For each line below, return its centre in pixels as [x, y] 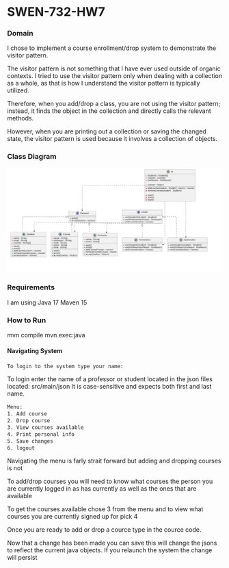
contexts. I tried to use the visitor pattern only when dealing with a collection [115, 76]
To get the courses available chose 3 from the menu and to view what [105, 509]
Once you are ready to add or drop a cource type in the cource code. [104, 530]
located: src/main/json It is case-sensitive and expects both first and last [109, 387]
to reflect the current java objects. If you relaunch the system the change [110, 550]
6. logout [21, 448]
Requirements [31, 287]
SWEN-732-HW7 [56, 12]
